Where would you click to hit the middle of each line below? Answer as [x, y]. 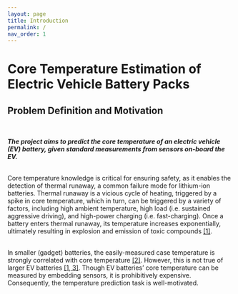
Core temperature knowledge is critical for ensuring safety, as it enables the [119, 178]
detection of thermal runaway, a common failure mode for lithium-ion [109, 186]
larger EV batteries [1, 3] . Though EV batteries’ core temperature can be [113, 268]
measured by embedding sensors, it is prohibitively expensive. [99, 275]
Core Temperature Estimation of [104, 69]
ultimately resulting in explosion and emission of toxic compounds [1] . [110, 231]
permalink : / [27, 27]
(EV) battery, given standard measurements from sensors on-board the [116, 149]
